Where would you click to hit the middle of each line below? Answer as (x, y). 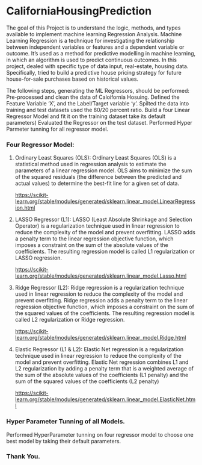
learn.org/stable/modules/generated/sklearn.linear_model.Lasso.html (101, 276)
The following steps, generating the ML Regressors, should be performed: (98, 90)
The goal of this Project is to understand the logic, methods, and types (93, 28)
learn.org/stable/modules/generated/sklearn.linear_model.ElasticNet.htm (105, 399)
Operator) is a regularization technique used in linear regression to (97, 226)
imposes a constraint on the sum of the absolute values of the (91, 245)
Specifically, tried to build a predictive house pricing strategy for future (94, 72)
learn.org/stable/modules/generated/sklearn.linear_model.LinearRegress (105, 201)
